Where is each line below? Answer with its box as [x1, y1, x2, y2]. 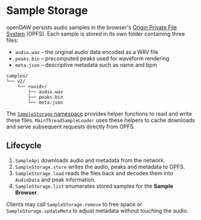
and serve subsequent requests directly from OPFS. [6, 122, 136, 130]
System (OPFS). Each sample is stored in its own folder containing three [6, 30, 185, 37]
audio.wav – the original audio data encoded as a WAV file [14, 48, 159, 55]
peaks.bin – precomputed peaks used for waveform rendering [14, 55, 170, 62]
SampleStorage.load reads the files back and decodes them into [14, 169, 173, 176]
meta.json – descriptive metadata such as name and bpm [14, 61, 158, 68]
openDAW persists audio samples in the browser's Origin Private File [6, 24, 177, 31]
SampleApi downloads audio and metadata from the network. [14, 156, 165, 164]
